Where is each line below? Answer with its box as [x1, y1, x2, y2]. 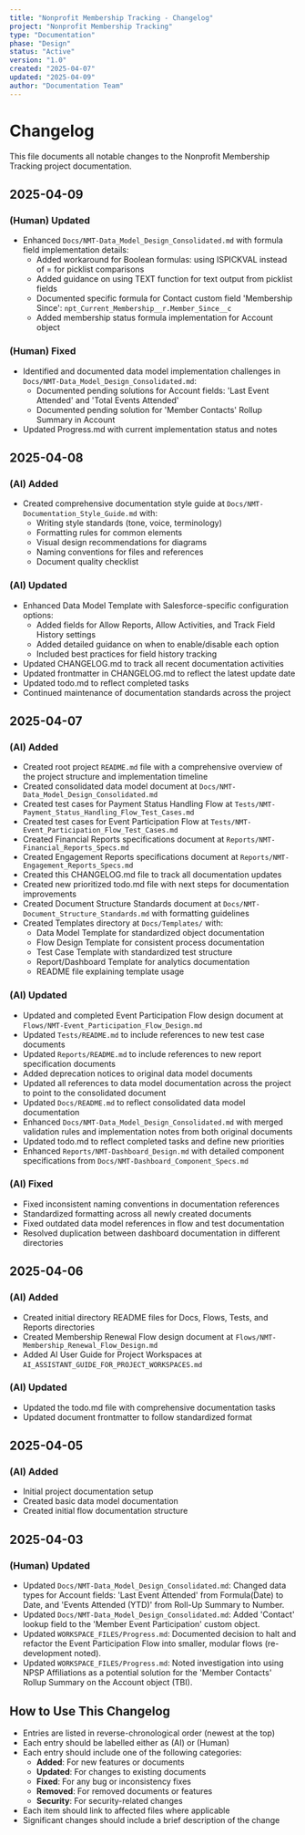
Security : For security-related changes [36, 1795, 184, 1806]
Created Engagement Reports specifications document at [22, 852, 239, 863]
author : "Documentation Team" [9, 81, 125, 90]
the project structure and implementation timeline [22, 772, 208, 783]
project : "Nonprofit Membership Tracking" [9, 22, 173, 31]
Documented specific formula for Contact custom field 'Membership [36, 293, 293, 304]
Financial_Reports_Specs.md [22, 844, 129, 853]
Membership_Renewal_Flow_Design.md [22, 1341, 158, 1350]
